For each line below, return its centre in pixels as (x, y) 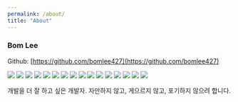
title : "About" (30, 21)
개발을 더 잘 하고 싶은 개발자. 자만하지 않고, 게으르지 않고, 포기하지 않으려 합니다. (119, 91)
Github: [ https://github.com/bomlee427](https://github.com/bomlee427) (113, 61)
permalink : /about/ (36, 14)
